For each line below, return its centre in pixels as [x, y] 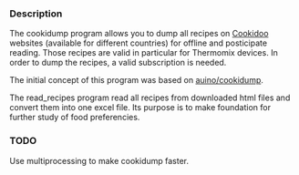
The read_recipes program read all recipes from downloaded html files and [150, 98]
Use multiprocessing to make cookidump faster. [99, 160]
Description [36, 14]
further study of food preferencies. [75, 118]
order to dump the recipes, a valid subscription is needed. [118, 63]
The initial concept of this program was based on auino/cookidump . [137, 80]
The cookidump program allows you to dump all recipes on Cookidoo [139, 34]
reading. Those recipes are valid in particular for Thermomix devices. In [144, 53]
